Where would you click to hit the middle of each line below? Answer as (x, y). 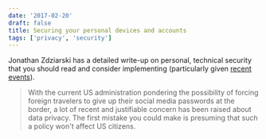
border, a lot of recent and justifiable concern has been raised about (140, 110)
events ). (22, 77)
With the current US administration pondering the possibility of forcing (143, 93)
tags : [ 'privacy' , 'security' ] (60, 38)
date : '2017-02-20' (41, 15)
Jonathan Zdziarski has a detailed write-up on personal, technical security (130, 60)
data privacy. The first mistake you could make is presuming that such (143, 118)
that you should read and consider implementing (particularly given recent (130, 69)
